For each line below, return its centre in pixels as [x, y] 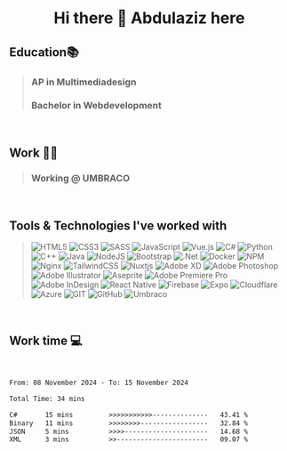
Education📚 [44, 52]
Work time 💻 [46, 340]
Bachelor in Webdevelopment [96, 106]
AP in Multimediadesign [84, 82]
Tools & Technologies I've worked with [118, 225]
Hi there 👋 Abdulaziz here [149, 18]
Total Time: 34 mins [48, 399]
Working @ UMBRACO [80, 179]
